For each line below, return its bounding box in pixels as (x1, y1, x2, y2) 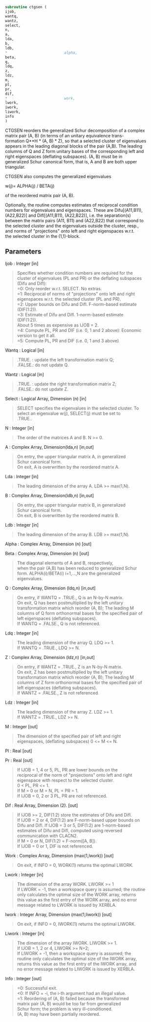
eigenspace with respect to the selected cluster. (17, 777, 114, 783)
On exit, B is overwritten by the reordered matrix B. (17, 512, 120, 518)
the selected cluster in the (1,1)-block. (5, 233, 81, 239)
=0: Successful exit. (17, 985, 58, 991)
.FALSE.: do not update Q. (17, 362, 69, 368)
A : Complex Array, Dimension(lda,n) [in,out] (5, 444, 94, 450)
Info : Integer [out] (5, 975, 42, 981)
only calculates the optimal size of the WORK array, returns (17, 892, 136, 897)
